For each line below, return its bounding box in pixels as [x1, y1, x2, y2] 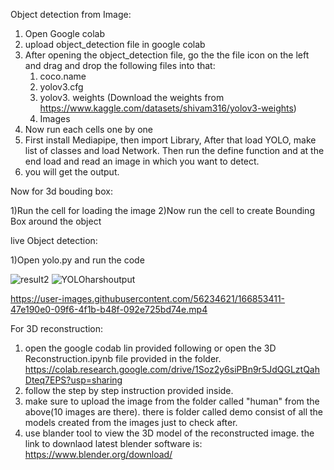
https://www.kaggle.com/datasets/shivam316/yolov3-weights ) [39, 102, 297, 114]
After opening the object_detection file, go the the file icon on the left [24, 49, 310, 61]
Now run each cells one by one [24, 124, 153, 135]
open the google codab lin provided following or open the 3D [24, 342, 277, 354]
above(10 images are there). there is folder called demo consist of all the [24, 406, 324, 418]
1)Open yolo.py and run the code [10, 254, 145, 266]
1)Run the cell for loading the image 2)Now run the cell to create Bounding [10, 205, 315, 216]
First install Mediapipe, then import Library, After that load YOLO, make [24, 134, 317, 146]
